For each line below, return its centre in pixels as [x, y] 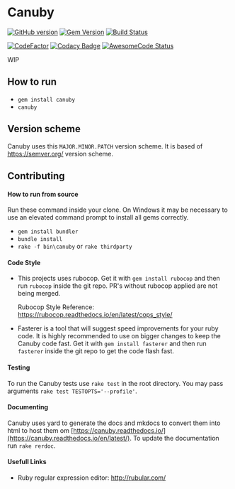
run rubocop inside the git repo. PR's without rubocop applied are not [117, 286]
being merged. [39, 294]
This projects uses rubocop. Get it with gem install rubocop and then [119, 279]
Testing [19, 367]
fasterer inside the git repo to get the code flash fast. [96, 351]
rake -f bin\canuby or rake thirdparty [75, 247]
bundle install [40, 240]
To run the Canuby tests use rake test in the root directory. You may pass [115, 383]
